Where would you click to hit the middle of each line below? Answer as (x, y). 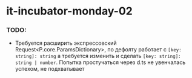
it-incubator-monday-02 (70, 11)
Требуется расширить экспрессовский (66, 43)
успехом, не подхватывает (50, 69)
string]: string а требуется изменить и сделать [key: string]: (98, 56)
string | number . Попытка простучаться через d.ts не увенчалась (100, 62)
